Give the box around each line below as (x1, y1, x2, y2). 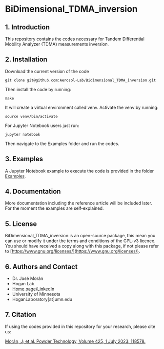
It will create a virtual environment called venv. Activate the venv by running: (5, 104, 159, 110)
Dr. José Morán (12, 275, 43, 281)
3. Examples (5, 155, 43, 163)
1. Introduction (5, 23, 50, 31)
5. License (5, 220, 37, 228)
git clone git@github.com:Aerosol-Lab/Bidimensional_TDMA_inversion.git (5, 77, 156, 83)
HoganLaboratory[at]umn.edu (12, 297, 72, 302)
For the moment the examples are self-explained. (5, 205, 104, 211)
